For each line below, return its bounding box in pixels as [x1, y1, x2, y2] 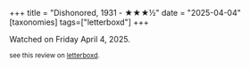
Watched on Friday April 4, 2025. [9, 34, 131, 44]
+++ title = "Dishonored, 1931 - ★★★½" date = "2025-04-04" [9, 8, 241, 18]
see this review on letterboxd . [9, 51, 100, 60]
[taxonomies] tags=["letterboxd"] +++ [9, 17, 149, 27]
